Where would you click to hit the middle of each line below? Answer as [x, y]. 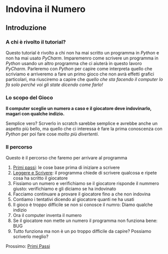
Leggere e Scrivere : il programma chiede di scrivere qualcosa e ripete [85, 173]
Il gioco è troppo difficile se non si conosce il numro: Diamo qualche [83, 205]
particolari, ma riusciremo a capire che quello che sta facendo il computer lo [84, 79]
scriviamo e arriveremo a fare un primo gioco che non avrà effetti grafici [80, 74]
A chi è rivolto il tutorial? [36, 42]
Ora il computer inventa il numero [47, 215]
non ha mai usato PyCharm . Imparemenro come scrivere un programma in [82, 58]
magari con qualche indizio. [35, 114]
